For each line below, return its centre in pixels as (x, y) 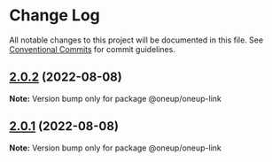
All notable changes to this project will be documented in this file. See (136, 40)
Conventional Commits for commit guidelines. (92, 49)
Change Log (54, 15)
